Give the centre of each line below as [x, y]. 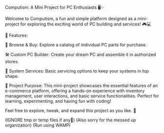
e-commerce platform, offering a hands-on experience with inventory [75, 91]
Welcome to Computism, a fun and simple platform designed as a [71, 19]
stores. [12, 61]
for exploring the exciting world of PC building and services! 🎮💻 [86, 24]
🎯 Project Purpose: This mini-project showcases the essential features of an [81, 85]
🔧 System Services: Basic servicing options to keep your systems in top [77, 71]
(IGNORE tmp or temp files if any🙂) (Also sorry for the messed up [71, 120]
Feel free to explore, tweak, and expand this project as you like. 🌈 [71, 111]
